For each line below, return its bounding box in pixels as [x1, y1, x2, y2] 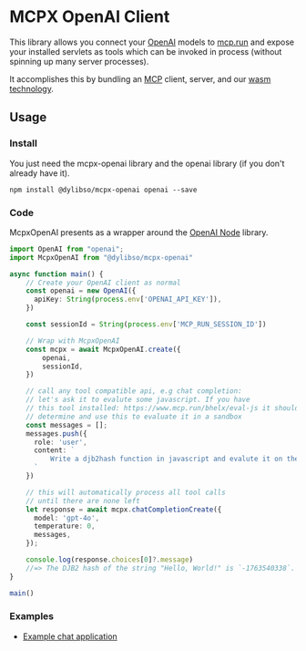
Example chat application [22, 631, 118, 642]
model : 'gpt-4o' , [33, 513, 100, 522]
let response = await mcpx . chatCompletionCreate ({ [25, 504, 222, 514]
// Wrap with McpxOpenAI [25, 336, 120, 346]
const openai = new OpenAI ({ [25, 286, 137, 295]
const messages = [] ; [25, 420, 107, 429]
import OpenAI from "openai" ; [9, 244, 125, 253]
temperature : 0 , [33, 522, 96, 531]
